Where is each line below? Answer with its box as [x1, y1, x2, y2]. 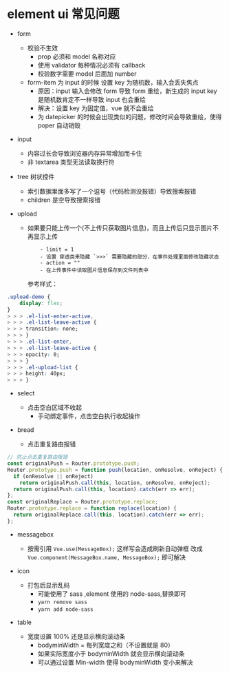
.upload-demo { [7, 293, 51, 300]
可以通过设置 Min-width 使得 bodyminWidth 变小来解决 [37, 658, 193, 666]
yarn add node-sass [37, 605, 94, 613]
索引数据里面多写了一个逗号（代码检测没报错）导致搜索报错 [27, 187, 197, 195]
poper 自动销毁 [37, 121, 81, 130]
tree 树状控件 [17, 172, 55, 180]
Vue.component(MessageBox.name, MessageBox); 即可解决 [27, 552, 186, 561]
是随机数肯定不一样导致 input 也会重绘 [37, 95, 146, 103]
